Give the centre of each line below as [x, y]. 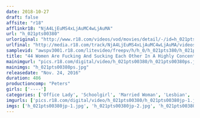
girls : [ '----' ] [26, 89]
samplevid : [20, 51]
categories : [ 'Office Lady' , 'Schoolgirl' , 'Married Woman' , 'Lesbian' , [98, 95]
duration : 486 [24, 78]
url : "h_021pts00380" [33, 34]
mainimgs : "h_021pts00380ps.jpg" [48, 67]
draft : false [22, 17]
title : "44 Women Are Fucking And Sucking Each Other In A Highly [90, 56]
